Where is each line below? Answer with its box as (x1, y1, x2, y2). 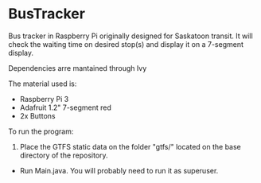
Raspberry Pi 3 (19, 94, 69, 103)
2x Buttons (19, 111, 56, 120)
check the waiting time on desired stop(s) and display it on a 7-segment (8, 39, 244, 49)
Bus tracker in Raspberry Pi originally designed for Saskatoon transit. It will (8, 31, 253, 41)
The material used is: (8, 79, 77, 88)
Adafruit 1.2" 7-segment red (19, 103, 111, 112)
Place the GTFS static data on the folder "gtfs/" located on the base (19, 142, 241, 151)
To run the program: (8, 127, 74, 136)
